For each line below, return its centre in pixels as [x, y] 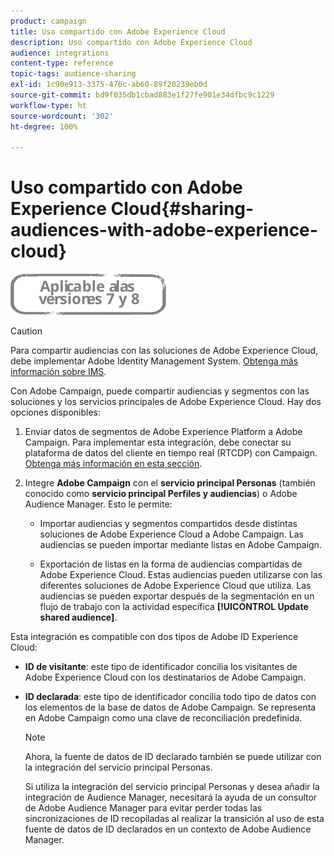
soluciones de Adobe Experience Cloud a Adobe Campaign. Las [171, 534]
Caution [26, 331]
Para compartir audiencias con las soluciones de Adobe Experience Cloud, [164, 351]
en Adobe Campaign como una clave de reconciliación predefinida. [163, 718]
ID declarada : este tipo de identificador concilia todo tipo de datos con [170, 697]
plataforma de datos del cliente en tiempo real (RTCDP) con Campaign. [171, 453]
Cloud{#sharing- [182, 209]
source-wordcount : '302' [62, 116]
